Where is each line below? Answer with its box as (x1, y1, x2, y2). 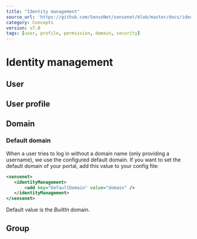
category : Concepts (6, 19, 54, 25)
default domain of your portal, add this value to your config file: (6, 162, 159, 169)
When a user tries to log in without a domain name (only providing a (6, 150, 170, 157)
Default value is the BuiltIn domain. (6, 206, 90, 213)
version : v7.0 (6, 25, 41, 31)
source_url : (6, 14, 35, 20)
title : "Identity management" (6, 8, 80, 15)
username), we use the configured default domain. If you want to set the (6, 156, 181, 163)
